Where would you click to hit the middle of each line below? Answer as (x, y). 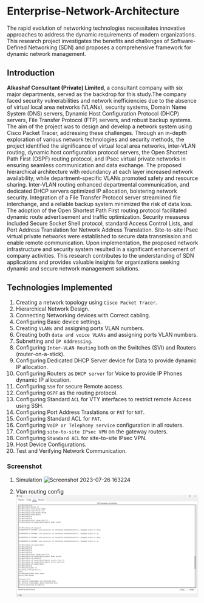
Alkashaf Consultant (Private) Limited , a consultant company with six (95, 88)
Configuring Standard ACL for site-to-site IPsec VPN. (81, 438)
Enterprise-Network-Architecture (93, 11)
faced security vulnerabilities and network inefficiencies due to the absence (102, 100)
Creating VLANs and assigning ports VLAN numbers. (80, 328)
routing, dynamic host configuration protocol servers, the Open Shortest (97, 152)
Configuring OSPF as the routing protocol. (66, 393)
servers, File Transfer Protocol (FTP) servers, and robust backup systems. (100, 120)
